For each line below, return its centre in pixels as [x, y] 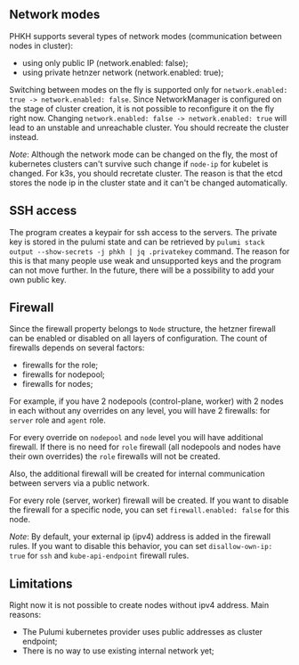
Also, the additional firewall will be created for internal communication [137, 474]
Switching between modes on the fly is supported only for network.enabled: [149, 89]
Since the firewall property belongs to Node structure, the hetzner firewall [142, 329]
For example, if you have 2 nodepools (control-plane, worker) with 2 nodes [146, 401]
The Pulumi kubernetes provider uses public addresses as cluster [142, 632]
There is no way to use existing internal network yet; [118, 651]
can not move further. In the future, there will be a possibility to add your [142, 270]
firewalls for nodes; [57, 384]
